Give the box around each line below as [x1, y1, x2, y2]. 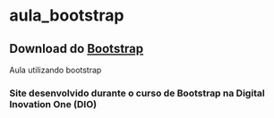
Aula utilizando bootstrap [9, 64, 102, 75]
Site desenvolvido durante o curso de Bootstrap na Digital [9, 87, 266, 99]
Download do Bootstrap [9, 41, 144, 56]
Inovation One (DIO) [9, 97, 97, 110]
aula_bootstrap [9, 5, 124, 26]
